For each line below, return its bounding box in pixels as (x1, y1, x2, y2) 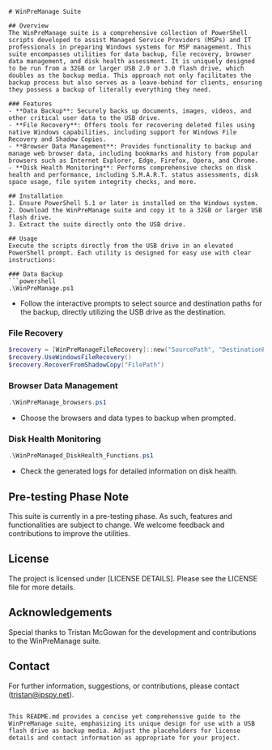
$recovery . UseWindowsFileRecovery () (8, 354, 132, 362)
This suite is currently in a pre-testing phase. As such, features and (8, 512, 232, 521)
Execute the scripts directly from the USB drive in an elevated (8, 242, 233, 250)
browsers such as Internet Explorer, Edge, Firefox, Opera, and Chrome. (8, 156, 259, 165)
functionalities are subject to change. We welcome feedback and (8, 520, 225, 530)
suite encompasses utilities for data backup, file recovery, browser (8, 50, 252, 58)
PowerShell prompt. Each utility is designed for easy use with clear (8, 249, 252, 257)
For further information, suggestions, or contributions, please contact (8, 681, 240, 691)
